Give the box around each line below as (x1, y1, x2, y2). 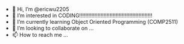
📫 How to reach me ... (11, 32, 68, 38)
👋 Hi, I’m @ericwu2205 (11, 6, 69, 12)
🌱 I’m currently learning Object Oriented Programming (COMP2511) (11, 18, 178, 25)
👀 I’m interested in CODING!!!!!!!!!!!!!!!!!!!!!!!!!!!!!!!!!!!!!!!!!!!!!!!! (11, 12, 153, 19)
